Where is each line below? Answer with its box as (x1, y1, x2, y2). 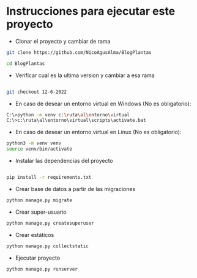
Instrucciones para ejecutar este (6, 4, 176, 18)
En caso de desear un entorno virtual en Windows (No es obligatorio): (15, 100, 191, 107)
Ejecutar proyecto (15, 254, 61, 261)
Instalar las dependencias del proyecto (15, 157, 113, 165)
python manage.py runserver (6, 266, 78, 272)
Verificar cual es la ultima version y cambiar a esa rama (15, 72, 155, 79)
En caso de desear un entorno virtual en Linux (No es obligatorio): (15, 129, 182, 136)
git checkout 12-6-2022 (6, 89, 67, 95)
